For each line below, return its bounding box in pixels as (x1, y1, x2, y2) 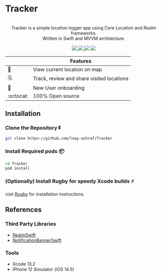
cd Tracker (5, 161, 28, 166)
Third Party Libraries (5, 221, 56, 228)
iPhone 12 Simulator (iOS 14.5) (12, 266, 75, 272)
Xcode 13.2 (12, 261, 36, 267)
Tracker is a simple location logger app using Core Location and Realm (11, 24, 157, 30)
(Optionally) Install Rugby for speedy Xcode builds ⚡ (5, 178, 135, 185)
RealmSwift (12, 232, 36, 238)
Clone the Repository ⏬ (5, 124, 61, 131)
